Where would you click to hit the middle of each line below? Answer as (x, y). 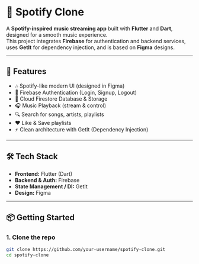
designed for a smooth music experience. (57, 34)
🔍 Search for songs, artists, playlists (60, 114)
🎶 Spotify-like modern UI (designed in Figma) (70, 86)
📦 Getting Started (41, 218)
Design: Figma (33, 192)
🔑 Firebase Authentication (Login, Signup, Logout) (76, 92)
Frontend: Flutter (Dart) (44, 173)
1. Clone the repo (31, 237)
